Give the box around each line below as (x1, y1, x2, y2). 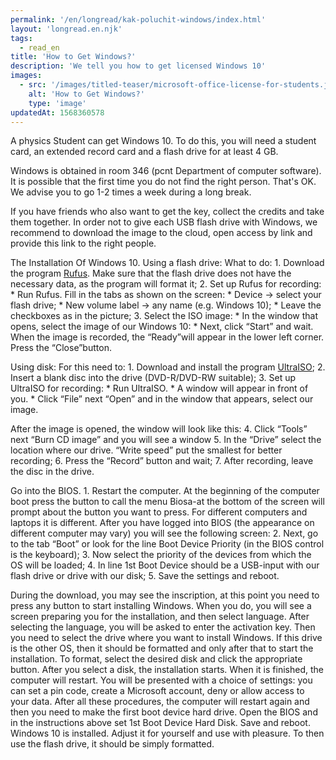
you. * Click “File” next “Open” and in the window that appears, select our (10, 393, 314, 405)
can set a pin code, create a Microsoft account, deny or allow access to (10, 685, 305, 697)
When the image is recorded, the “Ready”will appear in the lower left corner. (10, 331, 325, 343)
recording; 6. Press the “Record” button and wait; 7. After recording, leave (10, 455, 314, 467)
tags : (10, 33, 33, 43)
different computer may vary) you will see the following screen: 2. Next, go (10, 527, 319, 540)
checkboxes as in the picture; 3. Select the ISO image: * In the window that (10, 310, 319, 322)
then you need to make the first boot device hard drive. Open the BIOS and (10, 706, 318, 718)
